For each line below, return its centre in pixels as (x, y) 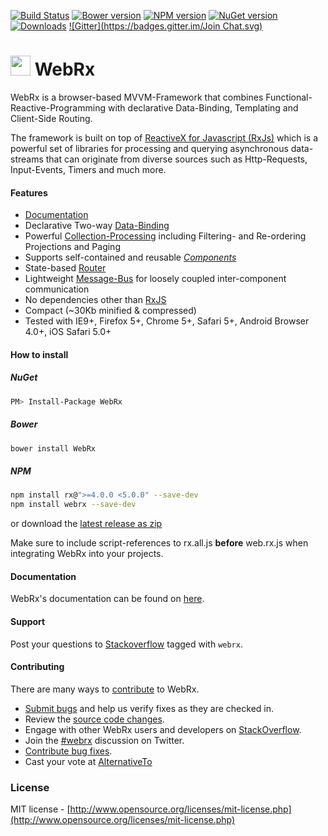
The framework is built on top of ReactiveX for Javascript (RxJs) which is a (164, 137)
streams (27, 159)
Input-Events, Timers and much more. (88, 169)
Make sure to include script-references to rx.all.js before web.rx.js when (159, 543)
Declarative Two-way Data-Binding (97, 226)
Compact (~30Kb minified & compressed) (110, 311)
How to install (39, 354)
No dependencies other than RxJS (95, 300)
